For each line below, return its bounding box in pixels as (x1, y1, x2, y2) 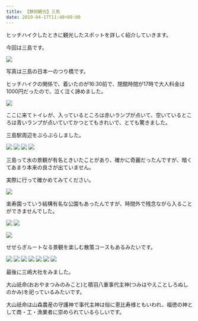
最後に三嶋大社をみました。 (6, 268, 74, 275)
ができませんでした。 (6, 207, 58, 214)
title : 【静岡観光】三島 (6, 8, 60, 15)
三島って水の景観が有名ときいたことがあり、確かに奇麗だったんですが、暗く (6, 156, 193, 163)
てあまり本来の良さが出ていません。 (6, 164, 95, 171)
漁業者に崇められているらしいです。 (37, 308, 125, 315)
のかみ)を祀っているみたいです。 (6, 288, 85, 295)
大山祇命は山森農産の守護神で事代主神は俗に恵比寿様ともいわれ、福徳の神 (6, 301, 188, 308)
